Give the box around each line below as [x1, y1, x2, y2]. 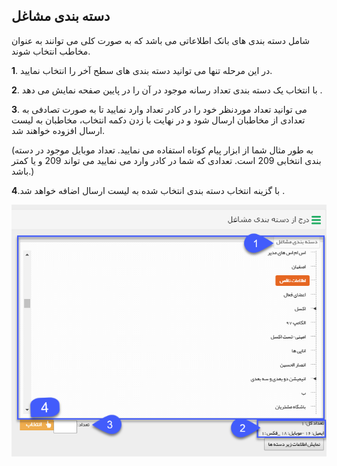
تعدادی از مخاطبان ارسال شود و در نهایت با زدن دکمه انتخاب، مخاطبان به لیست [11, 114, 306, 126]
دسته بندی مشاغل [11, 8, 111, 25]
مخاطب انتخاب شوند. [11, 45, 91, 57]
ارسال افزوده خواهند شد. [11, 124, 106, 136]
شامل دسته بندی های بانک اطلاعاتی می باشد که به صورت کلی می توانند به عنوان [11, 34, 311, 46]
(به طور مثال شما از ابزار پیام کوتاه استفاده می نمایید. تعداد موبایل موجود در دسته [11, 144, 314, 156]
